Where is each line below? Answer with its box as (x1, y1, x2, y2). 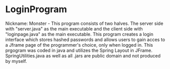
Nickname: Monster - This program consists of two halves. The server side (5, 20, 164, 26)
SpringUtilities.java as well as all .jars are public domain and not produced (5, 52, 161, 59)
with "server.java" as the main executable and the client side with (5, 25, 143, 31)
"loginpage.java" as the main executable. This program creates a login (5, 31, 154, 37)
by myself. (5, 58, 27, 64)
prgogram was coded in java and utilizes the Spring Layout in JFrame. (5, 47, 153, 53)
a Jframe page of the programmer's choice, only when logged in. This (5, 42, 153, 48)
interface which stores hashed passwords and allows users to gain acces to (5, 37, 165, 43)
